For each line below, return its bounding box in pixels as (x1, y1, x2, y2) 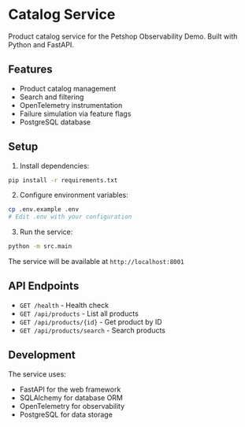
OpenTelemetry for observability (19, 401, 125, 410)
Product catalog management (19, 84, 117, 93)
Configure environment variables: (19, 191, 128, 200)
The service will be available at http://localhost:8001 (8, 257, 184, 266)
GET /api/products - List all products (19, 309, 139, 318)
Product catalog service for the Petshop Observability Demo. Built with (8, 32, 238, 41)
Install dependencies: (19, 161, 90, 170)
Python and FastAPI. (8, 39, 75, 49)
